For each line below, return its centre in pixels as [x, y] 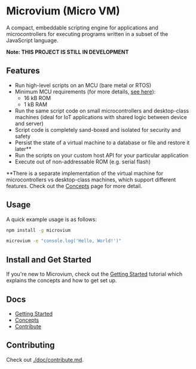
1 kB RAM [36, 104]
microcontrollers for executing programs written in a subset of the [87, 34]
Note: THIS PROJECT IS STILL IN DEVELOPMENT [68, 52]
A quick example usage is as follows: [52, 219]
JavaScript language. [32, 40]
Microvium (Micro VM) [63, 11]
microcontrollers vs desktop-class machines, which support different [91, 179]
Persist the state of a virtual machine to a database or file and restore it [102, 143]
